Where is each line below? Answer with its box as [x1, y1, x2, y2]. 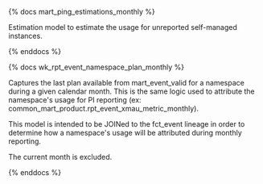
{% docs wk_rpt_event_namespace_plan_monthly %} [8, 62, 185, 72]
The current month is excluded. [8, 153, 113, 161]
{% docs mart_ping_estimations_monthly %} [8, 7, 155, 16]
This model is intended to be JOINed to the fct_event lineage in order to [8, 119, 245, 128]
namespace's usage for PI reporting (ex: [8, 95, 142, 104]
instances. [8, 31, 43, 40]
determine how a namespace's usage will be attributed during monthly [8, 128, 243, 137]
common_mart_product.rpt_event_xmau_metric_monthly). [8, 104, 199, 113]
